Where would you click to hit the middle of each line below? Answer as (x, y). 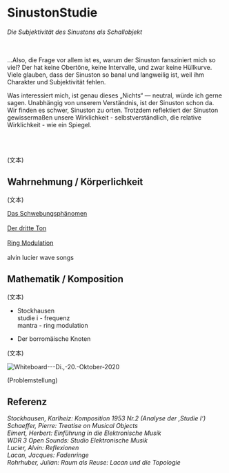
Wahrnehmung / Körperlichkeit (75, 182)
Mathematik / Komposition (66, 279)
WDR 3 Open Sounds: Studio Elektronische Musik (78, 440)
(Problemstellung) (32, 380)
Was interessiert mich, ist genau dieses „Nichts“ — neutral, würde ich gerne (115, 95)
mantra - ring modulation (52, 325)
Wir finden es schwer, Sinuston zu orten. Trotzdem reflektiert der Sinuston (113, 110)
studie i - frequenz (43, 318)
